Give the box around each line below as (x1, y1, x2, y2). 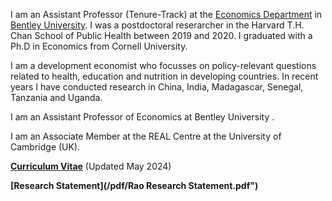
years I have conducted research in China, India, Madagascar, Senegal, (10, 81, 304, 93)
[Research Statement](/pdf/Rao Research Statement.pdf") (10, 180, 259, 191)
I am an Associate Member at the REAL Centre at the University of (10, 130, 282, 142)
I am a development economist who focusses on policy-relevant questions (10, 60, 317, 71)
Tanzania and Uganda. (10, 92, 103, 103)
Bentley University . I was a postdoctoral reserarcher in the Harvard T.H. (10, 19, 305, 31)
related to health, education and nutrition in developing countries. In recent (10, 70, 319, 82)
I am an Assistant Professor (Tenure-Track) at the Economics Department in (10, 9, 323, 20)
